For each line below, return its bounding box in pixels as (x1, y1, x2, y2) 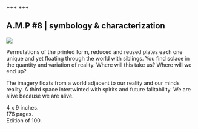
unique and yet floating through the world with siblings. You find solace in (6, 55, 190, 62)
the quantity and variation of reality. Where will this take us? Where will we (6, 61, 192, 68)
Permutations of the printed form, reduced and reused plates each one (6, 48, 183, 55)
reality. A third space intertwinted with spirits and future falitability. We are (6, 85, 191, 93)
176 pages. (6, 110, 33, 117)
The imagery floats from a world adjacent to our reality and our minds (6, 79, 180, 87)
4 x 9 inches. (6, 104, 39, 111)
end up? (6, 67, 27, 74)
